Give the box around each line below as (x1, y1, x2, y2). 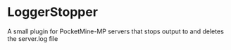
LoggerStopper (7, 4, 99, 20)
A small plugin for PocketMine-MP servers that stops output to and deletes (7, 27, 224, 35)
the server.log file (7, 34, 58, 42)
